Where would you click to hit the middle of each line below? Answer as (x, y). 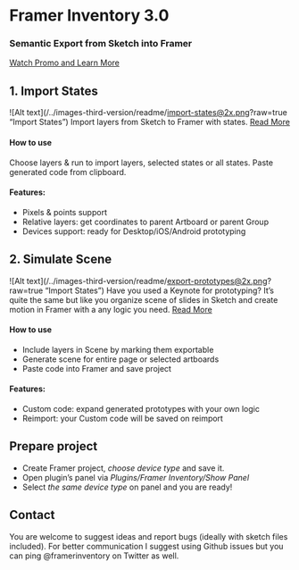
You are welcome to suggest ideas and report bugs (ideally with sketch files (149, 536)
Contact (32, 515)
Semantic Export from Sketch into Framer (101, 44)
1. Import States (54, 91)
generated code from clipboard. (68, 172)
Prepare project (54, 446)
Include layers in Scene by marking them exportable (118, 349)
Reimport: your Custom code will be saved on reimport (122, 418)
